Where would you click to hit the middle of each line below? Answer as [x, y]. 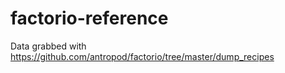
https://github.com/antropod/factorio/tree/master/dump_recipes [142, 56]
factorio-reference [89, 18]
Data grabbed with [48, 46]
